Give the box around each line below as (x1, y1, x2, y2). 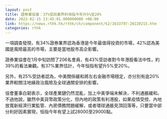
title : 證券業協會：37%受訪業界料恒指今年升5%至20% (5, 12, 102, 17)
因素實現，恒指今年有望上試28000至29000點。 (18, 109, 115, 115)
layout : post (5, 7, 32, 12)
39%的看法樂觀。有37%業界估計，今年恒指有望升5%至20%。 (5, 63, 133, 69)
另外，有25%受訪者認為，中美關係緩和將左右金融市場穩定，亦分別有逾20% (5, 73, 160, 79)
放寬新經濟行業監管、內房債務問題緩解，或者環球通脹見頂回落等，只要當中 (5, 103, 158, 109)
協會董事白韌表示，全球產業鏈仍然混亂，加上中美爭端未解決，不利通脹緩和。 (5, 90, 162, 96)
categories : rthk (5, 26, 41, 31)
